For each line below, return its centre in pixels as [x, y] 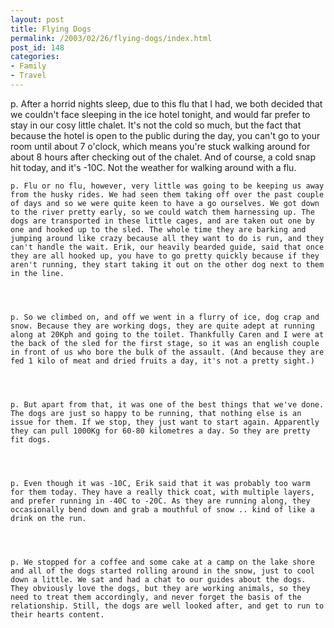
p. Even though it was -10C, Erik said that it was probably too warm [160, 483]
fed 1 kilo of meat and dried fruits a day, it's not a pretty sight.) [162, 361]
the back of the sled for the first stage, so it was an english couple [165, 343]
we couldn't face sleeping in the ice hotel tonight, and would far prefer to [160, 114]
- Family [28, 66]
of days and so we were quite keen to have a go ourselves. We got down [165, 203]
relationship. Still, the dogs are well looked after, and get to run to [167, 606]
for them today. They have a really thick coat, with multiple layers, [162, 492]
